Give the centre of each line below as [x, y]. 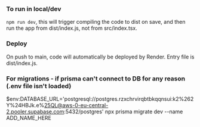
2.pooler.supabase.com [35, 111]
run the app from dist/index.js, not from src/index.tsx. [72, 28]
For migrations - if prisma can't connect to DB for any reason [96, 78]
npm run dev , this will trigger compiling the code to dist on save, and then [96, 22]
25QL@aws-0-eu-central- [76, 105]
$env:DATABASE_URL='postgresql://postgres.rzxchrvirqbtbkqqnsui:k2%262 [100, 99]
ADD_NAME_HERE [29, 117]
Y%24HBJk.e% [25, 105]
